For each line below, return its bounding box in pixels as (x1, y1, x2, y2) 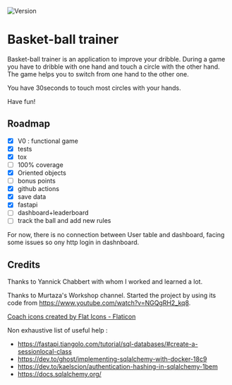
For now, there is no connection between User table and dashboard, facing (7, 231, 225, 239)
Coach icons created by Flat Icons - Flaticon (7, 312, 136, 321)
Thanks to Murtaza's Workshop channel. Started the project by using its (7, 291, 216, 300)
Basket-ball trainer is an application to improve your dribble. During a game (7, 54, 226, 63)
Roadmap (7, 117, 51, 130)
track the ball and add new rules (17, 217, 111, 225)
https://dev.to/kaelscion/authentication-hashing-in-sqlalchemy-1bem (17, 362, 219, 371)
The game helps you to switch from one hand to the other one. (7, 69, 189, 78)
